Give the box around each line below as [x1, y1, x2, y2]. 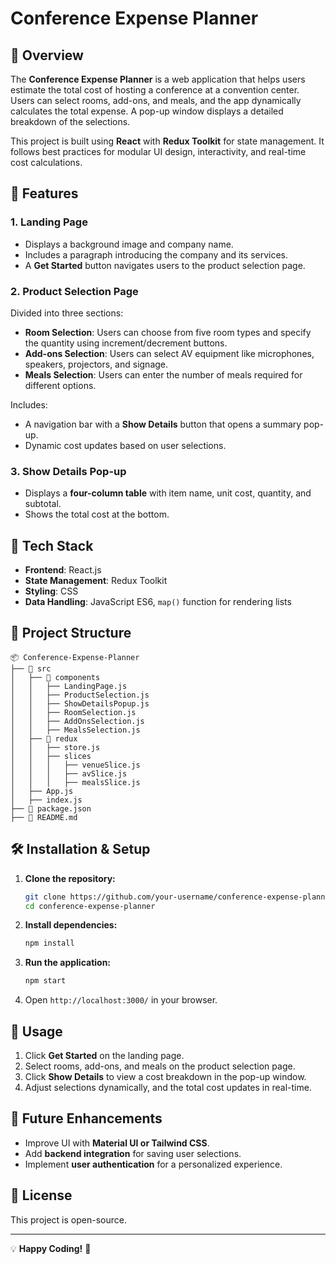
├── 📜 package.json [10, 803, 92, 814]
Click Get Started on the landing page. [24, 1050, 185, 1062]
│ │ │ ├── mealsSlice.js [10, 777, 141, 787]
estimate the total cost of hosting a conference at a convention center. [10, 84, 300, 96]
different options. [24, 379, 97, 391]
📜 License [10, 1187, 73, 1204]
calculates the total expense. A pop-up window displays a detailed [10, 105, 284, 117]
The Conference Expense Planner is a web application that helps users [10, 73, 306, 85]
